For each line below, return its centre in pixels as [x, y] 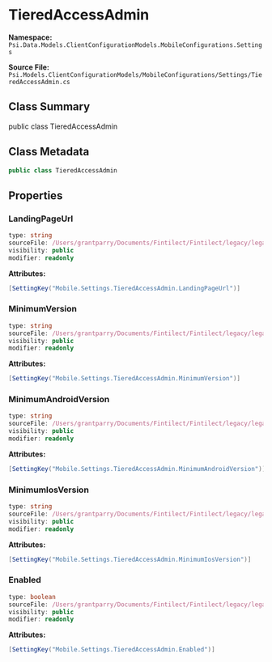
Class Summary [49, 107]
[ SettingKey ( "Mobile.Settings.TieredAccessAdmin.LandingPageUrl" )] [125, 288]
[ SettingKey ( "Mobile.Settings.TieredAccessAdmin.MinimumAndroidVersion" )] [137, 469]
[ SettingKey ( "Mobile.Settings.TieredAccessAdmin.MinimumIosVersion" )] [130, 559]
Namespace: [30, 37]
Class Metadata [49, 152]
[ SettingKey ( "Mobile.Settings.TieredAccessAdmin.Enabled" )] [112, 650]
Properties [36, 195]
